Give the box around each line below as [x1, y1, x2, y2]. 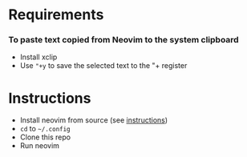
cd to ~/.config [19, 124, 71, 134]
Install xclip [19, 52, 58, 62]
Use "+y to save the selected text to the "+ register [19, 61, 188, 70]
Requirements [8, 6, 104, 24]
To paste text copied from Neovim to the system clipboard [8, 34, 239, 46]
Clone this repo [19, 132, 71, 142]
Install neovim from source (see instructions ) [19, 115, 168, 125]
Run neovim [19, 141, 60, 151]
